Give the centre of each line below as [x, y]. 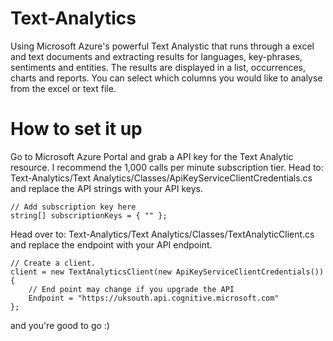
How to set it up [76, 129]
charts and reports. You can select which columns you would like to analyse [166, 78]
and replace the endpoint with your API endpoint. [111, 244]
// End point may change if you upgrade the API [131, 289]
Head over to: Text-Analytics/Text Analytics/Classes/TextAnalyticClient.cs [162, 234]
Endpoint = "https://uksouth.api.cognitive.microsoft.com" [154, 298]
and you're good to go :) [60, 325]
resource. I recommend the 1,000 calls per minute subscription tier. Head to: [167, 167]
